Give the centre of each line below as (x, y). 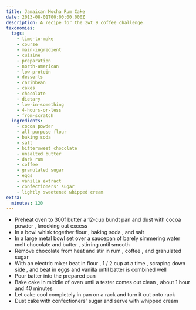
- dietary (29, 99)
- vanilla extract (39, 181)
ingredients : (27, 121)
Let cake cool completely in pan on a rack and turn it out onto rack (95, 295)
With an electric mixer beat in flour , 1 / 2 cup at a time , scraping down (100, 264)
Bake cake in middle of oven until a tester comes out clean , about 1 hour (102, 282)
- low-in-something (40, 104)
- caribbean (31, 83)
